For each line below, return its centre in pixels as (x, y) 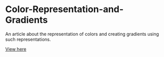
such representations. (28, 39)
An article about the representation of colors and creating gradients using (82, 34)
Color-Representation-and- (64, 9)
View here (16, 49)
